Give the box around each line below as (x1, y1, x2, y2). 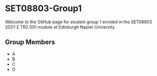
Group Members (5, 38, 56, 46)
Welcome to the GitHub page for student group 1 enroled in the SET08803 (5, 19, 152, 25)
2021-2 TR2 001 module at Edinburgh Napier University (5, 24, 115, 30)
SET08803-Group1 (5, 3, 82, 14)
